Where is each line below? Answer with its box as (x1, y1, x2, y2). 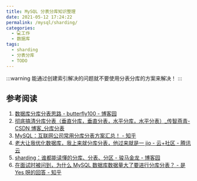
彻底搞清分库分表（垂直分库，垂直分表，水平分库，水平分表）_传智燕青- (14, 118, 191, 125)
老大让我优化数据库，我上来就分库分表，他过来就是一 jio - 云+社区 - (14, 139, 179, 147)
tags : (6, 42, 19, 48)
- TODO (11, 58, 28, 63)
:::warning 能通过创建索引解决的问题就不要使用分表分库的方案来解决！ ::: (6, 75, 183, 82)
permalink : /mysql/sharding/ (6, 19, 78, 25)
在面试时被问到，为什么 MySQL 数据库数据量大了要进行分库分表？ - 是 (14, 162, 186, 169)
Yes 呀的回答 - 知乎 (14, 169, 62, 176)
